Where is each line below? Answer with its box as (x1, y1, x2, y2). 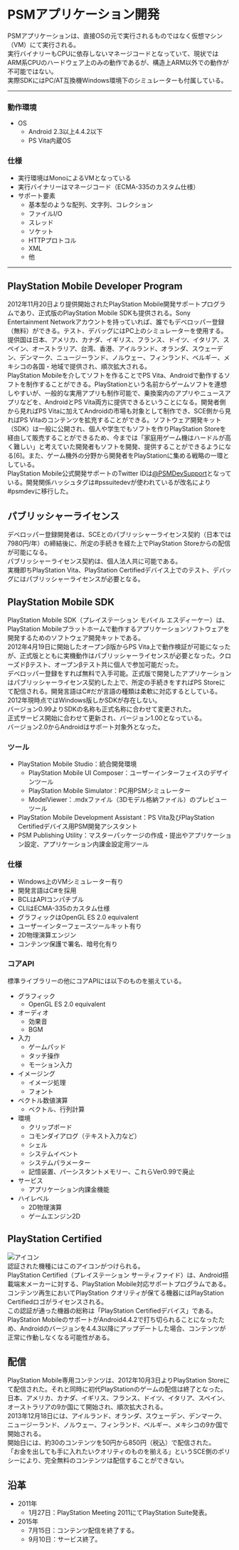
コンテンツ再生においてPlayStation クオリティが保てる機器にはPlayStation (7, 1288, 224, 1297)
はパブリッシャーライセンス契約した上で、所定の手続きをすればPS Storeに (7, 678, 226, 687)
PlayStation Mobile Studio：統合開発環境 (17, 760, 137, 769)
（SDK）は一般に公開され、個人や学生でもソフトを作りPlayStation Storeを (7, 425, 226, 433)
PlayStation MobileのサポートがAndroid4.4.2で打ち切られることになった (7, 1315, 219, 1323)
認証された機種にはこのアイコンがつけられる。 (7, 1261, 144, 1270)
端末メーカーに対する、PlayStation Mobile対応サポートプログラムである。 (13, 1279, 230, 1288)
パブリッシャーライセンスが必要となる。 (26, 575, 144, 583)
